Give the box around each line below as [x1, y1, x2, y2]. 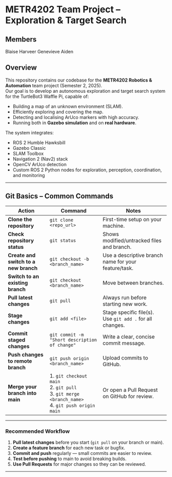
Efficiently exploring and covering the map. [12, 109, 104, 115]
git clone [49, 217, 74, 223]
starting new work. [102, 300, 147, 307]
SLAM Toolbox [12, 150, 44, 156]
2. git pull [49, 384, 77, 391]
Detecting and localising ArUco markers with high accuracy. [12, 114, 140, 120]
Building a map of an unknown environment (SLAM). [12, 103, 123, 109]
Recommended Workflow [5, 427, 70, 434]
